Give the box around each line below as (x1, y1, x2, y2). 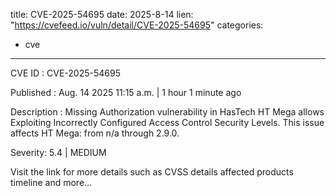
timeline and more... (10, 177, 93, 188)
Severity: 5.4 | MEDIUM (10, 147, 107, 158)
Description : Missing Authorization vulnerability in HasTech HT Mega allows (10, 106, 325, 118)
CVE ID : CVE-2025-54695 (10, 67, 121, 79)
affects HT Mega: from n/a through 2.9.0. (10, 127, 180, 139)
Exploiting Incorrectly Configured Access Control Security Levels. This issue (10, 117, 325, 128)
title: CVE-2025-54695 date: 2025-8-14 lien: (10, 9, 194, 20)
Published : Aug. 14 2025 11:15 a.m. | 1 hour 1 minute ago (10, 87, 242, 98)
